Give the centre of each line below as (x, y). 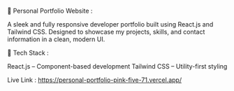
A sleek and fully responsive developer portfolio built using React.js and (110, 24)
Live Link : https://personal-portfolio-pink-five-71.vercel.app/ (95, 80)
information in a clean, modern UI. (56, 39)
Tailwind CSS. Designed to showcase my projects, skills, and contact (106, 32)
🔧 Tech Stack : (28, 53)
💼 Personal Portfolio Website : (50, 11)
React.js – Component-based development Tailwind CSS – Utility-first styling (117, 66)
